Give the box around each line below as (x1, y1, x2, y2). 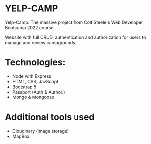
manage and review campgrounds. (5, 39, 76, 45)
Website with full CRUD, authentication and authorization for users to (5, 34, 146, 40)
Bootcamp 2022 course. (5, 24, 55, 30)
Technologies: (5, 57, 66, 68)
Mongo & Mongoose (12, 94, 55, 100)
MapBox (12, 133, 30, 139)
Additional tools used (5, 112, 95, 123)
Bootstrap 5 (12, 84, 37, 90)
